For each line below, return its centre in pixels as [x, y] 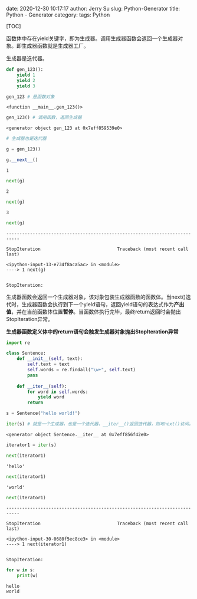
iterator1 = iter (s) [32, 445]
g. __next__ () [22, 160]
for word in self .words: [58, 392]
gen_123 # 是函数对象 [30, 97]
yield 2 [26, 80]
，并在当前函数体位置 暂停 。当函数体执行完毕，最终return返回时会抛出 [96, 312]
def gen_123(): [25, 70]
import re [18, 343]
